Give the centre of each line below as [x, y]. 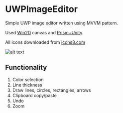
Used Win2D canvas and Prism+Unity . [44, 32]
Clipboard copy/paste [35, 95]
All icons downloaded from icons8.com [45, 42]
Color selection [28, 79]
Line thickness [27, 85]
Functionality [26, 67]
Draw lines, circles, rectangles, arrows [52, 90]
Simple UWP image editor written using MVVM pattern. [61, 23]
